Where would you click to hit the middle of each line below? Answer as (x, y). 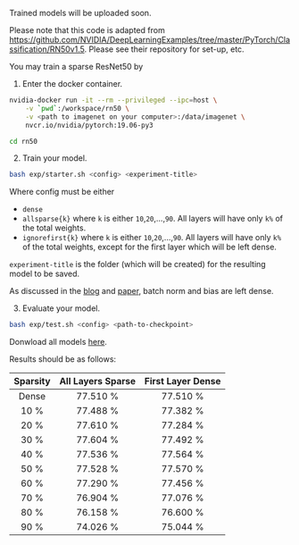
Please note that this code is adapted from (87, 30)
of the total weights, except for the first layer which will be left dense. (149, 247)
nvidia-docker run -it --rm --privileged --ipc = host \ (113, 100)
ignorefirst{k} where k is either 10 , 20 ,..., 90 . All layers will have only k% (152, 238)
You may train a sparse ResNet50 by (76, 67)
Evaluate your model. (61, 308)
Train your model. (54, 158)
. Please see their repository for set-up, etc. (164, 49)
